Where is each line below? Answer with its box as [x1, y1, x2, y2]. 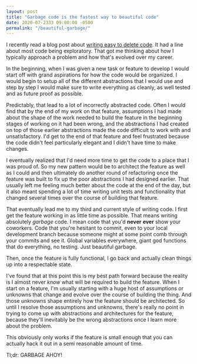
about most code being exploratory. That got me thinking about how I [6, 48, 174, 55]
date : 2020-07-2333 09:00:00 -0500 [6, 19, 94, 25]
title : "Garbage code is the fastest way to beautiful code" [6, 14, 159, 20]
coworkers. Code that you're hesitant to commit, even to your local [6, 224, 168, 231]
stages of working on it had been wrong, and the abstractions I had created [6, 120, 189, 127]
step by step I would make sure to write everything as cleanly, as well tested [6, 84, 191, 91]
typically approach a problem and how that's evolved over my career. [6, 54, 174, 61]
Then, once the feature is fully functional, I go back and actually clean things [6, 254, 192, 262]
